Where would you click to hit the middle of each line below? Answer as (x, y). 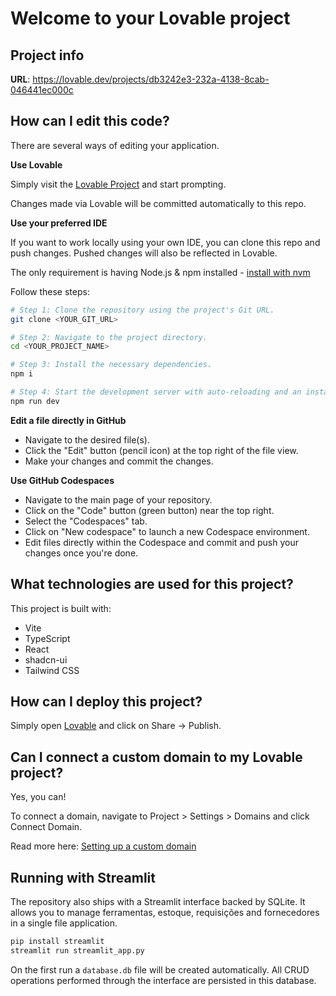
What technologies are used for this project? (152, 584)
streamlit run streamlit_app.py (77, 950)
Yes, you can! (38, 797)
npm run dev (35, 401)
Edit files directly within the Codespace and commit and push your (161, 542)
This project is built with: (61, 608)
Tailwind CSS (52, 670)
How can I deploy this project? (106, 702)
